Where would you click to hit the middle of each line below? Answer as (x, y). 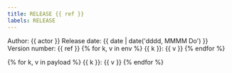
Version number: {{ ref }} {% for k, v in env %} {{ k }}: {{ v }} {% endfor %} (116, 48)
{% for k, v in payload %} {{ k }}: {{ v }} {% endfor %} (86, 62)
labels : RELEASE (31, 21)
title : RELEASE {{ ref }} (46, 14)
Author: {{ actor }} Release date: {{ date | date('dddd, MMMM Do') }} (108, 40)
